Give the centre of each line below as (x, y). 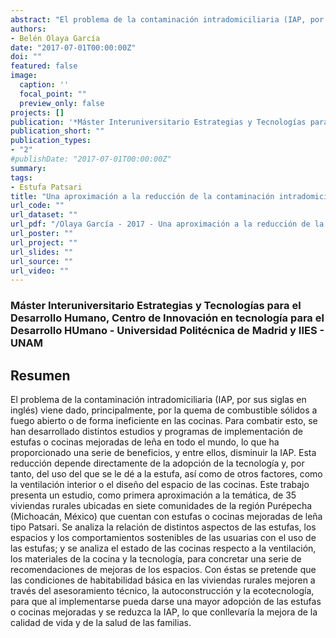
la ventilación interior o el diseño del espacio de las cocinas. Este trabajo (160, 484)
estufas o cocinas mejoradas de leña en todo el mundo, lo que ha (145, 442)
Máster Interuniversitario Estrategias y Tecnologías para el (156, 306)
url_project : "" (44, 242)
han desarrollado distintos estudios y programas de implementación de (157, 431)
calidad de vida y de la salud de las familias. (101, 622)
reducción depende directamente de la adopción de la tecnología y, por (157, 463)
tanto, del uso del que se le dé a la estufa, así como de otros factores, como (166, 473)
